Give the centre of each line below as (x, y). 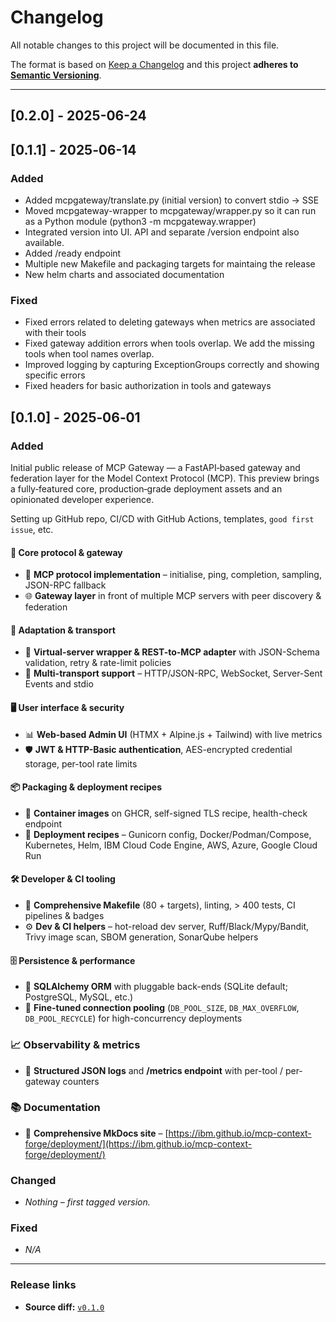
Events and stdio (59, 684)
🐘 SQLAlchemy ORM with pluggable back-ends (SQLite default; (156, 987)
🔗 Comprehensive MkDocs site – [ (96, 1133)
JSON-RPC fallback (65, 585)
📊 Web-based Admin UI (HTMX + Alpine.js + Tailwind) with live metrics (173, 734)
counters (81, 1081)
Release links (43, 1285)
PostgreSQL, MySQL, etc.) (79, 997)
